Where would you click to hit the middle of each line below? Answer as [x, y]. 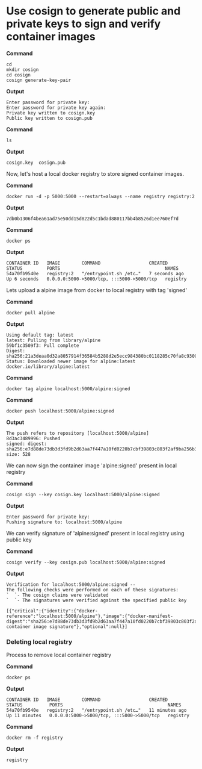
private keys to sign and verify [84, 24]
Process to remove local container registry [59, 655]
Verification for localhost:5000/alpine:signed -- [71, 584]
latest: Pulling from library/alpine [54, 340]
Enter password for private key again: [56, 107]
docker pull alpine [31, 313]
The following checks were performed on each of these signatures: [93, 590]
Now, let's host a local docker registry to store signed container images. [95, 173]
